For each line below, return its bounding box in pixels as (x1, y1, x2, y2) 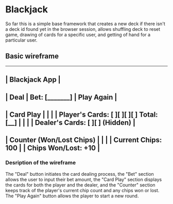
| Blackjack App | (5, 76, 61, 84)
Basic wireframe (5, 52, 59, 61)
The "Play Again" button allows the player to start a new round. (5, 193, 139, 199)
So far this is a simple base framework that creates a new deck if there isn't (5, 21, 166, 27)
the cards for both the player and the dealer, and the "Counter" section (5, 181, 155, 188)
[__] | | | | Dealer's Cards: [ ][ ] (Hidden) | (5, 118, 135, 127)
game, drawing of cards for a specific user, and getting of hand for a (5, 31, 151, 38)
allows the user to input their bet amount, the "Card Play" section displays (5, 176, 162, 182)
